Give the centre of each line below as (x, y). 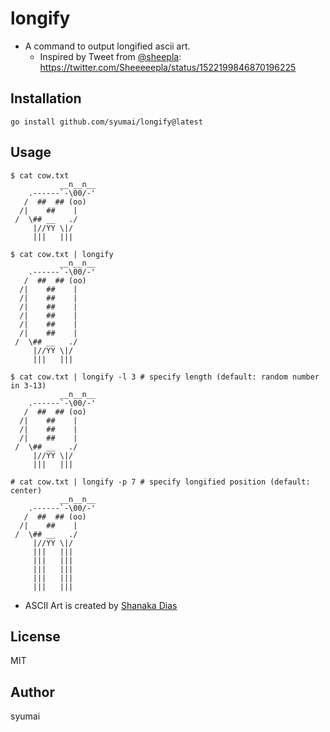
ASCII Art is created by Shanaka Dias (101, 605)
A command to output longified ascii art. (107, 46)
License (35, 636)
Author (32, 692)
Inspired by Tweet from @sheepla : (110, 56)
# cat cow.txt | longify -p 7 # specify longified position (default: (160, 482)
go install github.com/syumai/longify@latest (106, 122)
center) (26, 490)
